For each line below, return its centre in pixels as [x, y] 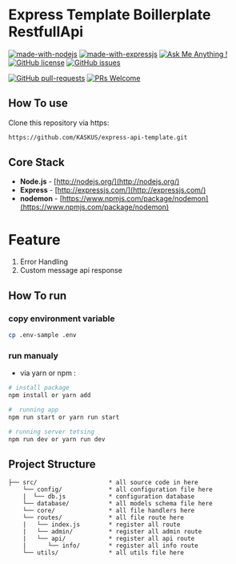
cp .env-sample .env [43, 335]
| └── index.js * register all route [102, 525]
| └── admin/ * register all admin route [112, 532]
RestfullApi [46, 32]
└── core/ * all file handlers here [109, 511]
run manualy [33, 355]
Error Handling [44, 262]
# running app [34, 410]
